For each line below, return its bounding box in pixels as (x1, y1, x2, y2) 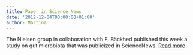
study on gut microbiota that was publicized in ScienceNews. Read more (6, 42, 186, 49)
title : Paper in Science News (6, 8, 82, 15)
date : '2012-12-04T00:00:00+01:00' (6, 14, 95, 20)
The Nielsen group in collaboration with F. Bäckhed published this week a (6, 36, 188, 43)
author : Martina (6, 20, 47, 25)
